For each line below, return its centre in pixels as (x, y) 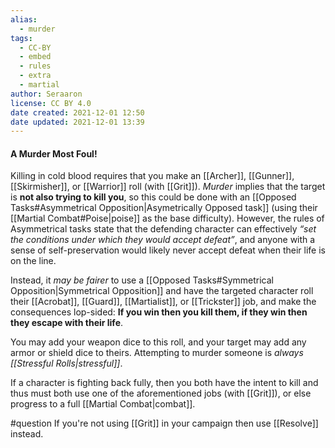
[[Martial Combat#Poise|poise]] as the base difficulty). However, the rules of (167, 218)
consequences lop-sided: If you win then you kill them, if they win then (159, 312)
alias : (24, 19)
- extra (35, 76)
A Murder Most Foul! (54, 153)
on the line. (33, 261)
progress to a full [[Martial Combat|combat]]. (103, 404)
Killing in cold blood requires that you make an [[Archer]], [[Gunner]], (152, 176)
